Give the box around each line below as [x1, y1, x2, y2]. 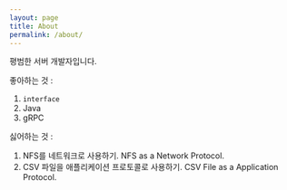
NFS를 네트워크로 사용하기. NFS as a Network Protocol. [22, 150, 225, 161]
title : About [9, 22, 59, 31]
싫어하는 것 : [9, 131, 54, 142]
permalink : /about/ [9, 30, 84, 39]
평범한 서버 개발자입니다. [9, 56, 97, 67]
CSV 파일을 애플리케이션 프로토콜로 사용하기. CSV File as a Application [22, 162, 279, 173]
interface [22, 95, 61, 104]
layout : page [9, 13, 59, 23]
